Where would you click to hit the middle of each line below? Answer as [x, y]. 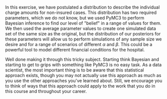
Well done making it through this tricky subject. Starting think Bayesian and [82, 59]
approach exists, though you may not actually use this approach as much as [83, 75]
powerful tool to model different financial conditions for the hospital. [75, 50]
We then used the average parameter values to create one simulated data [81, 28]
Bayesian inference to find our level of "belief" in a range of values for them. [83, 23]
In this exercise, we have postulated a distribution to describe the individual [83, 7]
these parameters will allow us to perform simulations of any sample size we [83, 39]
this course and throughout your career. [46, 91]
